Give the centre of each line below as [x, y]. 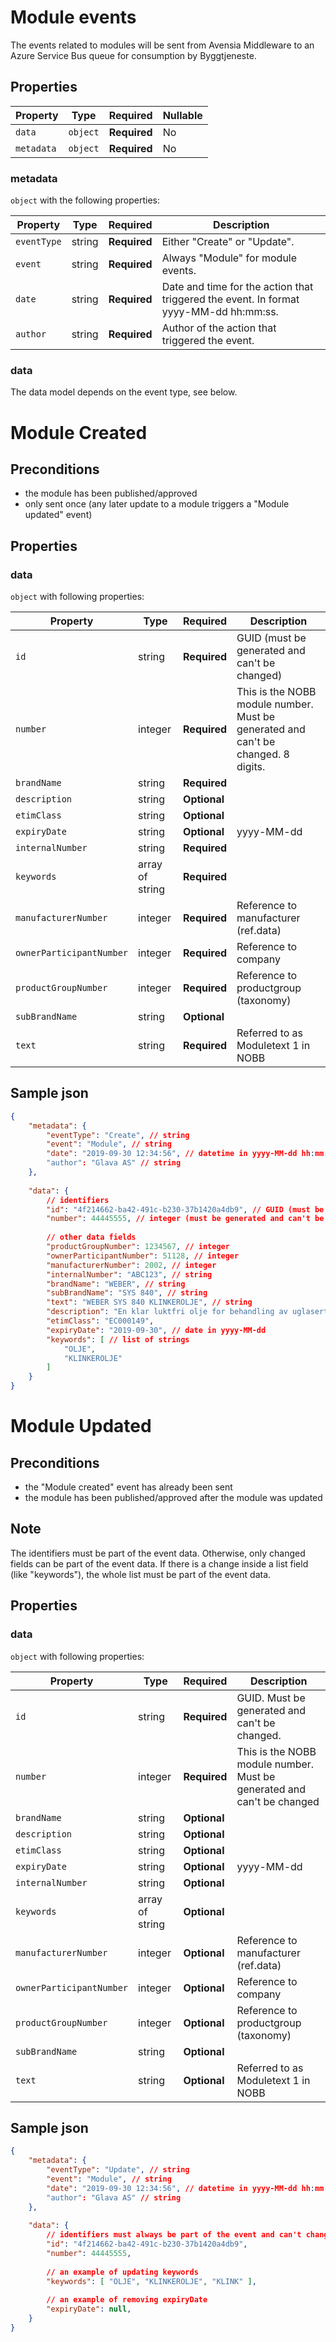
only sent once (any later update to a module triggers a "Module [157, 504]
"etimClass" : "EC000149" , [100, 1321]
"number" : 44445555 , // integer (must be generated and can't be [185, 1219]
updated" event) [58, 515]
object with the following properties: [85, 200]
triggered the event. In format [230, 299]
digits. [251, 767]
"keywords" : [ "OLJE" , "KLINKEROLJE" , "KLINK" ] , [151, 2281]
